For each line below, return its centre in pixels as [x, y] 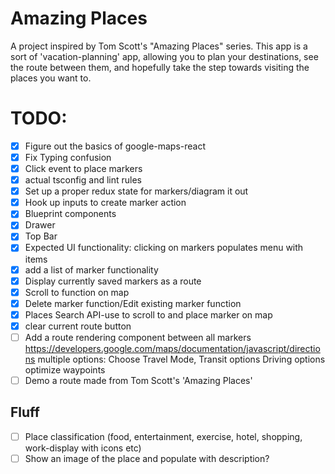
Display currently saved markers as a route [113, 281]
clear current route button [78, 326]
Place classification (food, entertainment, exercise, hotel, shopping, [163, 436]
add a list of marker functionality [91, 269]
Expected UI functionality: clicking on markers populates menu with [164, 248]
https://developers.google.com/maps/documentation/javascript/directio [172, 348]
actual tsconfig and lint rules [83, 180]
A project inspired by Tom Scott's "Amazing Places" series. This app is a [159, 46]
